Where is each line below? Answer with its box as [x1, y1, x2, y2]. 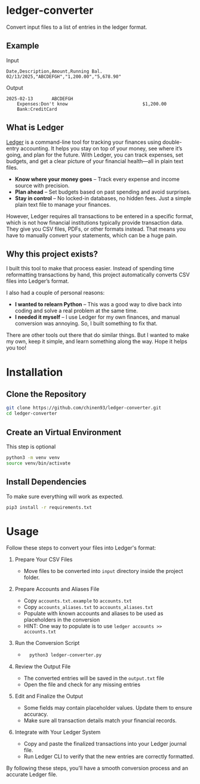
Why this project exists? [6, 249, 99, 259]
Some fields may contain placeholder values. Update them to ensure [23, 704, 192, 711]
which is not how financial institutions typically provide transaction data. [6, 219, 184, 226]
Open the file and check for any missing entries [23, 681, 141, 688]
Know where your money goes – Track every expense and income [14, 175, 180, 183]
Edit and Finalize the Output [14, 693, 84, 700]
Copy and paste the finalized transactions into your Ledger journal [23, 740, 187, 747]
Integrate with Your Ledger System [14, 729, 101, 736]
